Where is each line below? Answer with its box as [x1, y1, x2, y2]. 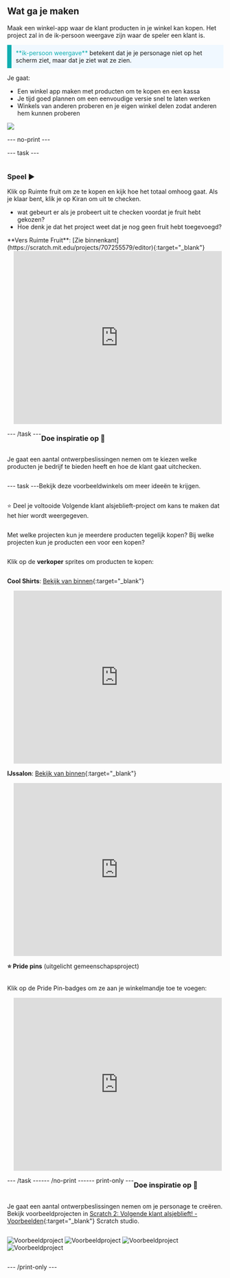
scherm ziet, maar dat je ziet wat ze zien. [16, 56, 132, 64]
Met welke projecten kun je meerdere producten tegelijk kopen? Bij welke [7, 531, 214, 539]
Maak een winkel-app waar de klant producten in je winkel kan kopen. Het [7, 23, 217, 32]
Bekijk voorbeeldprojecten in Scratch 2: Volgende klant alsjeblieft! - [7, 1209, 198, 1217]
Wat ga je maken [7, 6, 80, 17]
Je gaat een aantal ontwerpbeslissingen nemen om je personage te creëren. [7, 1202, 223, 1211]
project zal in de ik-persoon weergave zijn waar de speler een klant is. [7, 31, 205, 39]
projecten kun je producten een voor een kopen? [7, 538, 146, 547]
